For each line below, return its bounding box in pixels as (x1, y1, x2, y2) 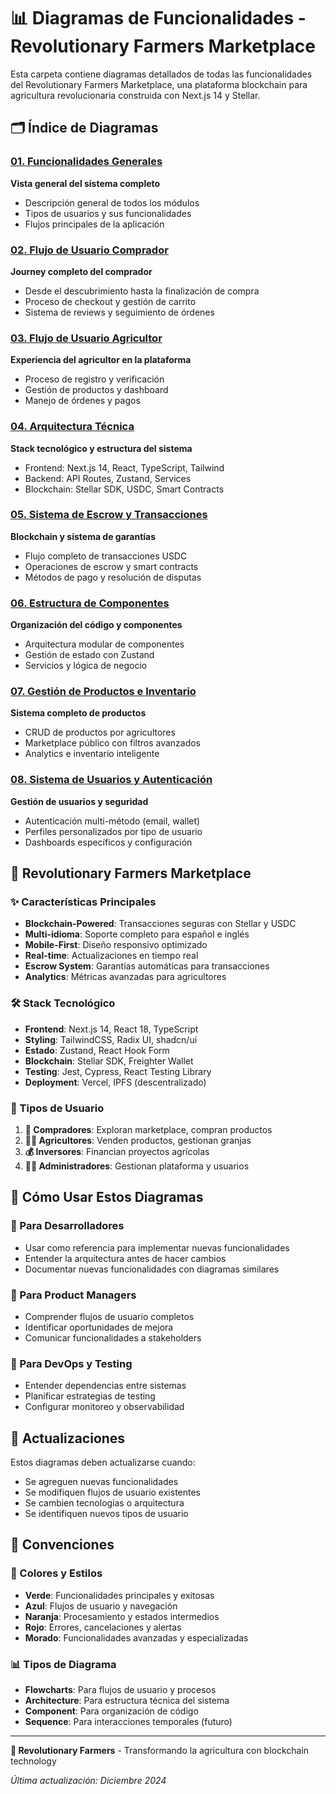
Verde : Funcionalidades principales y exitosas (24, 1589, 215, 1601)
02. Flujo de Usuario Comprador (10, 243, 169, 257)
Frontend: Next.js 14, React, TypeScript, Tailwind (24, 461, 225, 474)
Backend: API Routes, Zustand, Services (24, 472, 192, 484)
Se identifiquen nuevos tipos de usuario (24, 1508, 189, 1520)
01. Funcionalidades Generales (10, 155, 163, 169)
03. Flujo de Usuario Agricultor (10, 331, 163, 345)
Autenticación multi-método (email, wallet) (24, 815, 201, 827)
